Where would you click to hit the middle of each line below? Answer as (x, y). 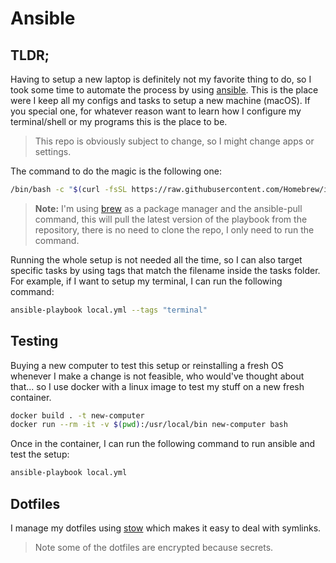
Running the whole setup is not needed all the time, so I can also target (156, 259)
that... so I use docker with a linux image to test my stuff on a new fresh (157, 386)
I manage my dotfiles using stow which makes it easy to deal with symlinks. (166, 528)
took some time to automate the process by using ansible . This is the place (164, 90)
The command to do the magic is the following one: (116, 171)
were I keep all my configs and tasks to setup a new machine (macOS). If (160, 100)
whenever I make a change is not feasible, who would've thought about (157, 376)
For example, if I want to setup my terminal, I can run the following (146, 281)
